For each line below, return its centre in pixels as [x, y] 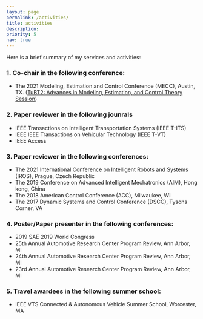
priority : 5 [21, 35]
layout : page [23, 12]
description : [23, 29]
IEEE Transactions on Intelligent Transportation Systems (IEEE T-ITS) [101, 128]
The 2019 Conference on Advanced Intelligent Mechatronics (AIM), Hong [106, 182]
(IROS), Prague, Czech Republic [55, 176]
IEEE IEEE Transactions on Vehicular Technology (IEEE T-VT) [91, 134]
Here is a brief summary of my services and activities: [74, 57]
